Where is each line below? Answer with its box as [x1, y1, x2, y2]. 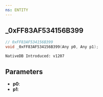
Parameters [5, 67, 43, 76]
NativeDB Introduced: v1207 [5, 54, 65, 59]
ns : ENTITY [5, 7, 28, 13]
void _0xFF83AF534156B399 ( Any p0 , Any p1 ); [5, 44, 99, 50]
